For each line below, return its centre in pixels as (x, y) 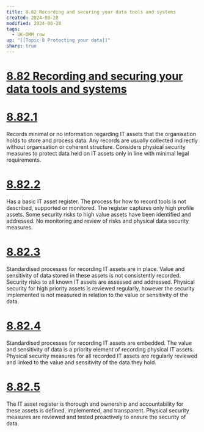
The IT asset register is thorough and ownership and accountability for (95, 404)
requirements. (24, 160)
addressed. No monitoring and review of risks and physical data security (98, 221)
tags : (13, 29)
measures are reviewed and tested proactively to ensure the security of (96, 417)
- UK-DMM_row (28, 35)
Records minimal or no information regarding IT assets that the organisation (101, 134)
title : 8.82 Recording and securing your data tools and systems (91, 12)
